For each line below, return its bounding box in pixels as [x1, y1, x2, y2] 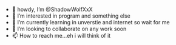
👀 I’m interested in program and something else [12, 12, 130, 19]
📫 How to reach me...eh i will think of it [12, 32, 111, 39]
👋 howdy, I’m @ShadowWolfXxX [12, 6, 93, 13]
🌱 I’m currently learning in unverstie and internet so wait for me [12, 19, 170, 26]
